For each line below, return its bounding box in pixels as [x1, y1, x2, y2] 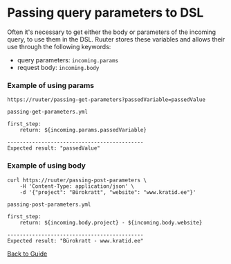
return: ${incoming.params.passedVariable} [19, 127, 147, 134]
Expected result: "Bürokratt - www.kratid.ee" [7, 237, 144, 244]
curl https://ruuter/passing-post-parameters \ [7, 177, 147, 184]
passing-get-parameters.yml [7, 109, 89, 116]
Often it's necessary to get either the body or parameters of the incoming [7, 28, 216, 36]
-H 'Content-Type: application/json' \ [19, 182, 135, 190]
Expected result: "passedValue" [7, 145, 100, 152]
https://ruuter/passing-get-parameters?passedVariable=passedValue [7, 96, 206, 103]
